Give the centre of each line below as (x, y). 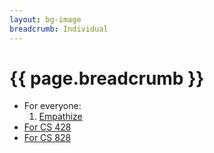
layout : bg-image (45, 19)
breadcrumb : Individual (59, 29)
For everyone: (52, 106)
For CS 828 (47, 138)
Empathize (60, 117)
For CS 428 (47, 127)
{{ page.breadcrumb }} (107, 78)
